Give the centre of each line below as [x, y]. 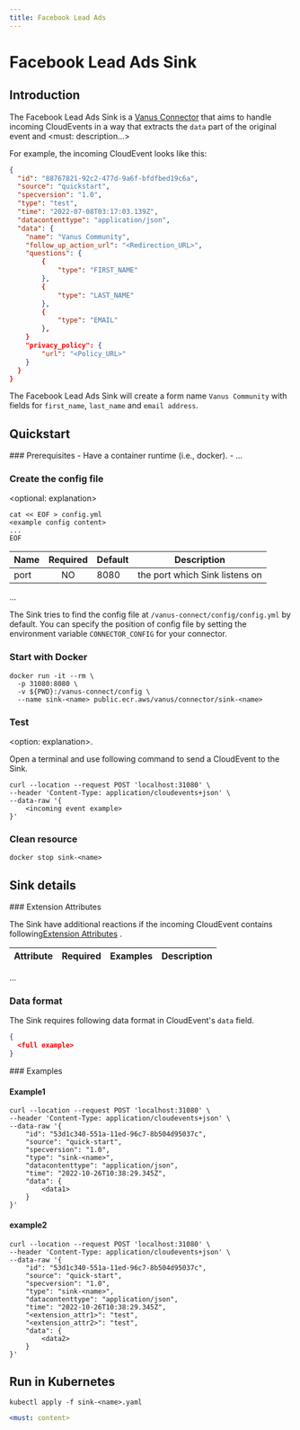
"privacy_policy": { [64, 345]
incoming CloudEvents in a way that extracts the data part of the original [143, 126]
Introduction [45, 95]
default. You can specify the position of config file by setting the [128, 624]
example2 [28, 1225]
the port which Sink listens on [200, 575]
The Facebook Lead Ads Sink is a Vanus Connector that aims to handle [141, 117]
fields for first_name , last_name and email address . [104, 406]
